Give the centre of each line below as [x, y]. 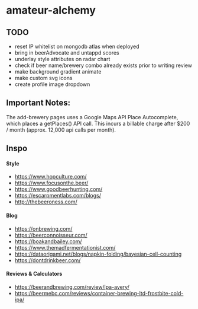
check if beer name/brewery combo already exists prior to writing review [103, 65]
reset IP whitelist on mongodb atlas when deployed [77, 46]
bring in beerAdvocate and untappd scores [67, 53]
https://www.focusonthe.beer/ [51, 183]
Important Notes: [38, 103]
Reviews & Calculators [34, 274]
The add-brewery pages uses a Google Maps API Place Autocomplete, [92, 117]
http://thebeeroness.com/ [46, 202]
